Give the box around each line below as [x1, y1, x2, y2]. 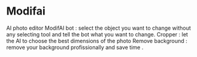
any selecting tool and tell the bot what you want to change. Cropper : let [6, 30, 189, 38]
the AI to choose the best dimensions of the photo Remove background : [6, 37, 188, 44]
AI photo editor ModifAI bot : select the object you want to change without [6, 24, 191, 32]
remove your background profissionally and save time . [6, 44, 144, 51]
